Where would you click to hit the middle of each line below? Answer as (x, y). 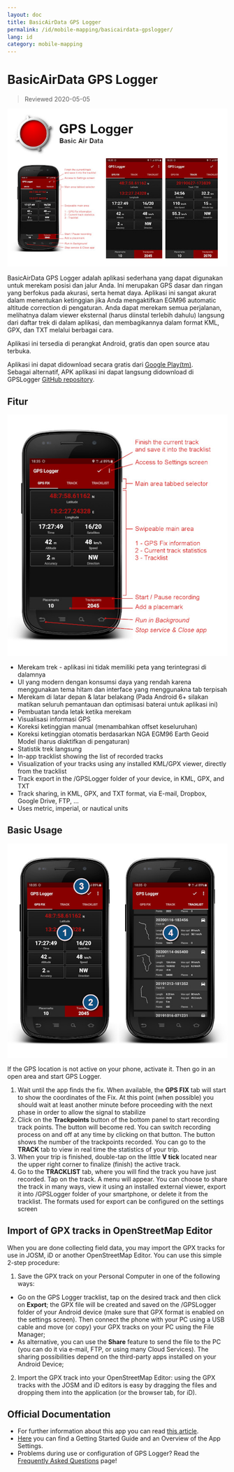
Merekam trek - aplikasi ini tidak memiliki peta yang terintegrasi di (112, 667)
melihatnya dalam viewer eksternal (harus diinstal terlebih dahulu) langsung (116, 316)
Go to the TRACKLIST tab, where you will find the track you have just (117, 1171)
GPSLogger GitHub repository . (51, 380)
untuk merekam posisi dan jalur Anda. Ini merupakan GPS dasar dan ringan (115, 285)
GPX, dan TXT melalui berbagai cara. (60, 330)
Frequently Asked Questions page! (67, 1461)
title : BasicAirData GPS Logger (54, 22)
